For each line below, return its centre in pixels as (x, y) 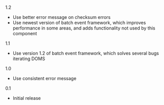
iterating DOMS (29, 59)
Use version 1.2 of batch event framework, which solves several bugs (86, 53)
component (25, 33)
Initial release (27, 98)
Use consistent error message (44, 78)
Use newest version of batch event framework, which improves (79, 23)
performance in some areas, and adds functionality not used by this (84, 28)
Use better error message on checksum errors (62, 17)
